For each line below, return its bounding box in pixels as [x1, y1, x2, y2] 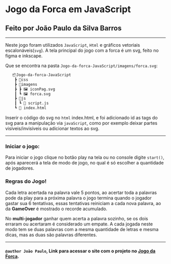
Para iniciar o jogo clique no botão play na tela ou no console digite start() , [5, 154, 164, 160]
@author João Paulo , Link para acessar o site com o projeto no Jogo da [5, 248, 156, 254]
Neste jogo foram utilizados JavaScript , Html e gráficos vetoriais [5, 42, 140, 48]
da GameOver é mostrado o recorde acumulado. [5, 206, 108, 212]
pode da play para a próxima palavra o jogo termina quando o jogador [5, 194, 152, 201]
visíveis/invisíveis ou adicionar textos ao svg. [5, 125, 100, 131]
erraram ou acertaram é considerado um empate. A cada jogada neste [5, 221, 153, 227]
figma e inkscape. [5, 53, 43, 59]
